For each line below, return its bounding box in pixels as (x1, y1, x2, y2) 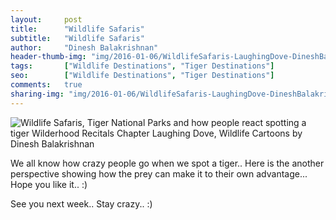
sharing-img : (10, 89, 65, 99)
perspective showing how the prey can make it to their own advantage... (10, 167, 308, 180)
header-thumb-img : (10, 52, 87, 62)
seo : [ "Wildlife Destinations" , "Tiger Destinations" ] (10, 71, 275, 81)
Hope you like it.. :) (10, 178, 88, 190)
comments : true (10, 80, 83, 90)
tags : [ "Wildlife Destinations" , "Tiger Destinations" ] (10, 61, 275, 71)
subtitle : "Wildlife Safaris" (10, 33, 145, 43)
